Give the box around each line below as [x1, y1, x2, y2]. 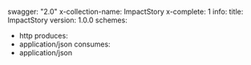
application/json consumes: [18, 39, 111, 49]
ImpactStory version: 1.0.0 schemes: [7, 15, 128, 25]
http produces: [18, 31, 69, 40]
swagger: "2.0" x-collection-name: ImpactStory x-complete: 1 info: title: [7, 7, 244, 16]
